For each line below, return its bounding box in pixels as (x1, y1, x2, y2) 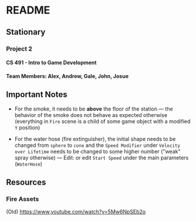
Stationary (6, 27, 46, 37)
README (6, 4, 50, 17)
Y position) (14, 124, 40, 131)
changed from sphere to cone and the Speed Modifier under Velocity (14, 142, 181, 149)
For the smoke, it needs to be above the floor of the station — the (14, 105, 173, 112)
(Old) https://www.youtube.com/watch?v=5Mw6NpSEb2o (6, 208, 146, 215)
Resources (6, 177, 46, 187)
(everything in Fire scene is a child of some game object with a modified (14, 118, 191, 125)
